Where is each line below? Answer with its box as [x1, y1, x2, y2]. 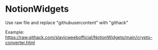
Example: [5, 29, 24, 35]
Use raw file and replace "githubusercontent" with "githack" [5, 20, 129, 25]
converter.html [5, 39, 35, 45]
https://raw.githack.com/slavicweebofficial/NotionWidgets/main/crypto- [5, 34, 153, 40]
